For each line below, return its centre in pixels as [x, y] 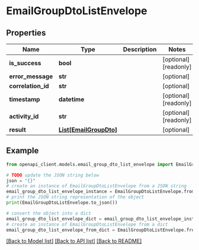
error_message [31, 76]
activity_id [24, 116]
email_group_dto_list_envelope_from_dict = [61, 230]
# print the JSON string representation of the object [75, 197]
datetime [71, 99]
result [18, 130]
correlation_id [29, 86]
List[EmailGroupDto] [88, 130]
